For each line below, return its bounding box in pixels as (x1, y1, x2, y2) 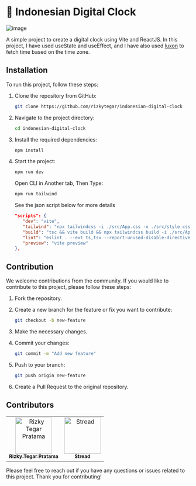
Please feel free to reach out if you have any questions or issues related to (6, 467, 185, 474)
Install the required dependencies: (14, 136, 98, 143)
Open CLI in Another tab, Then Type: (14, 180, 104, 187)
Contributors (6, 400, 54, 410)
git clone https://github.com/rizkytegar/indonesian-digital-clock (14, 104, 183, 109)
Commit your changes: (14, 339, 70, 346)
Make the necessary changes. (14, 328, 88, 335)
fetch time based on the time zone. (6, 48, 90, 55)
